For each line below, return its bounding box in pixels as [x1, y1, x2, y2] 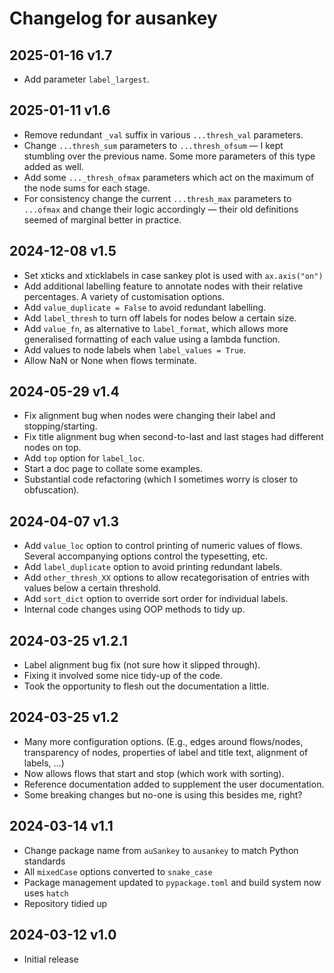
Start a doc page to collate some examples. [23, 463, 203, 475]
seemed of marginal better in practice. [23, 213, 182, 226]
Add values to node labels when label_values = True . [23, 343, 247, 356]
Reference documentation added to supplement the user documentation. [23, 778, 325, 790]
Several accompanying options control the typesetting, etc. [23, 550, 269, 562]
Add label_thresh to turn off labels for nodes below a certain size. [23, 312, 297, 324]
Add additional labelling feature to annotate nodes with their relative [23, 280, 304, 292]
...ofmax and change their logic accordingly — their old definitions [23, 203, 299, 215]
